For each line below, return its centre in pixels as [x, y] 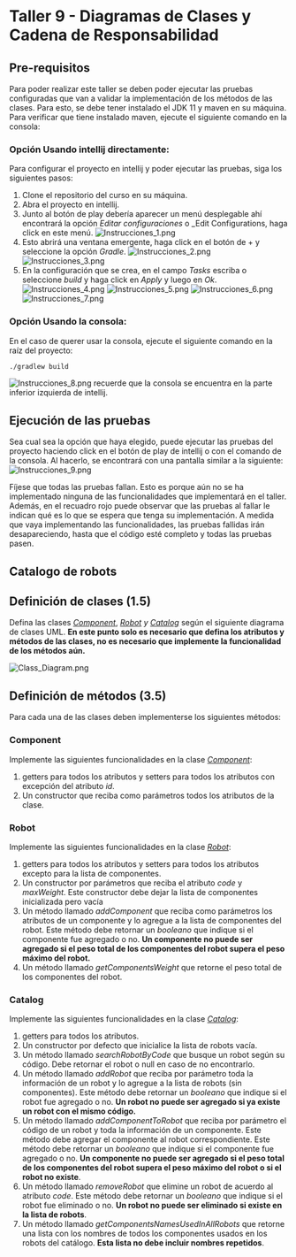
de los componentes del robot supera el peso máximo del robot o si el [152, 1168]
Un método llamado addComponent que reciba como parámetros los [147, 911]
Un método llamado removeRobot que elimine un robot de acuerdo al [148, 1186]
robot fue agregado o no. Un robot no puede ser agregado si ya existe [151, 1102]
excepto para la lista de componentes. [91, 873]
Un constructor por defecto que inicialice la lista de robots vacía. [140, 1046]
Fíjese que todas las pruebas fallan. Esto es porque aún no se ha [127, 487]
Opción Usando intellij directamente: [89, 149]
